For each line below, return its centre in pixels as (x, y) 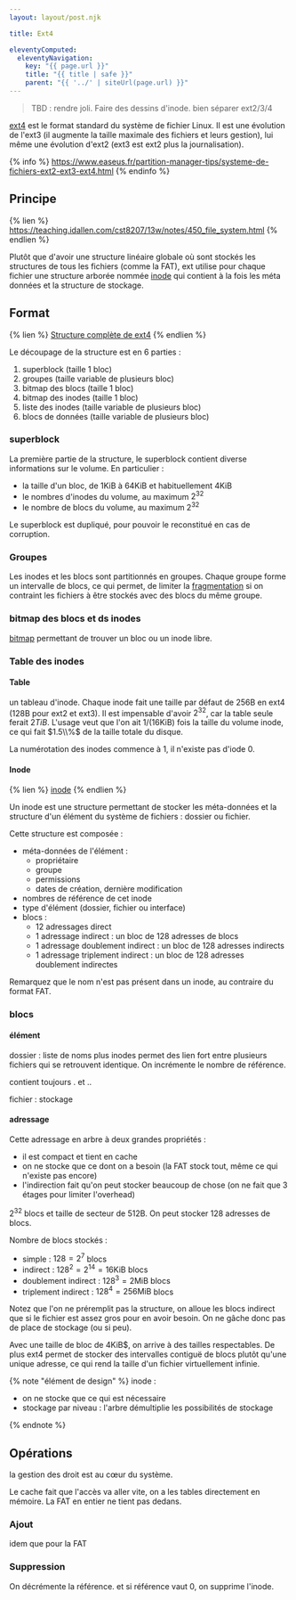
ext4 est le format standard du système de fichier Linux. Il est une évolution (148, 125)
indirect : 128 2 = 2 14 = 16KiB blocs (85, 1269)
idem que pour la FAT (48, 1544)
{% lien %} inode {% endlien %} (68, 789)
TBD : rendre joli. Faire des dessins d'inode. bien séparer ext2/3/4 (152, 108)
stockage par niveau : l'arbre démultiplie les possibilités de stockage (148, 1408)
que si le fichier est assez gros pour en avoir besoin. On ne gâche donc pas (148, 1318)
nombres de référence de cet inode (87, 898)
